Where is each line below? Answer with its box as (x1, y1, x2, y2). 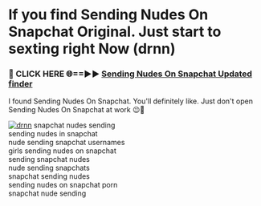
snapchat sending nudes (8, 172, 91, 181)
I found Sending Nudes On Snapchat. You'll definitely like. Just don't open (8, 96, 253, 106)
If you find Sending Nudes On (8, 6, 209, 24)
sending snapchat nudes (8, 155, 91, 164)
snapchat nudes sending (33, 120, 116, 130)
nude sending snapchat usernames (8, 138, 125, 147)
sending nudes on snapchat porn (8, 180, 118, 190)
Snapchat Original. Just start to (8, 22, 222, 41)
